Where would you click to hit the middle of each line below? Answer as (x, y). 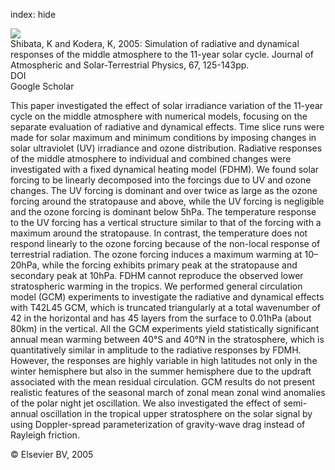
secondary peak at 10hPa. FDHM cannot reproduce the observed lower (157, 275)
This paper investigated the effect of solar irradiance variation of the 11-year (167, 105)
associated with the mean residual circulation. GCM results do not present (162, 382)
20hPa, (25, 265)
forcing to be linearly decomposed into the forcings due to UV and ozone (161, 180)
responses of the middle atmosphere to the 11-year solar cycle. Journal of (162, 54)
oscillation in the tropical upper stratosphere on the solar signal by (176, 413)
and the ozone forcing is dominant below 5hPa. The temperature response (163, 212)
